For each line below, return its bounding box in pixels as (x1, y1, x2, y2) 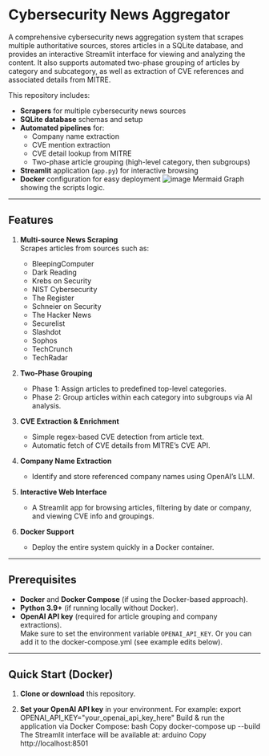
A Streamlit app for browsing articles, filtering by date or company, (31, 502, 252, 512)
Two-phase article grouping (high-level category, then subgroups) (31, 156, 251, 166)
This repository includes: (8, 90, 90, 100)
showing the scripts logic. (19, 182, 106, 192)
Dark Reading (31, 267, 78, 277)
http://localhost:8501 (19, 738, 89, 748)
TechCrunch (31, 343, 74, 354)
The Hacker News (31, 310, 92, 319)
